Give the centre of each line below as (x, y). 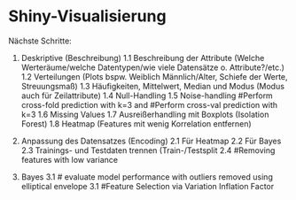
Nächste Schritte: (40, 41)
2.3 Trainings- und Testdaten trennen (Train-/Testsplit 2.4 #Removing (148, 150)
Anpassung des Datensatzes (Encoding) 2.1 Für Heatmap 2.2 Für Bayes (151, 141)
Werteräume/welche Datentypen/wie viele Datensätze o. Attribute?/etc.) (153, 67)
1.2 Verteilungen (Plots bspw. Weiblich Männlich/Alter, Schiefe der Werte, (155, 76)
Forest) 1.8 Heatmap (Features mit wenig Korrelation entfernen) (136, 123)
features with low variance (70, 159)
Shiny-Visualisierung (87, 16)
